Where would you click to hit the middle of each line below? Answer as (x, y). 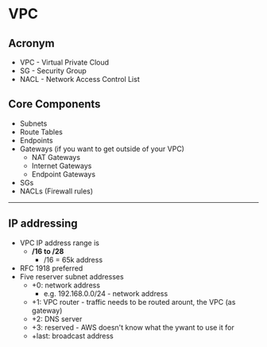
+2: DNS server (57, 318)
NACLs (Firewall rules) (56, 191)
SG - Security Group (53, 71)
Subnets (33, 123)
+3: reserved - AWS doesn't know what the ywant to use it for (133, 327)
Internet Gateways (62, 166)
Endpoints (36, 140)
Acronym (31, 43)
